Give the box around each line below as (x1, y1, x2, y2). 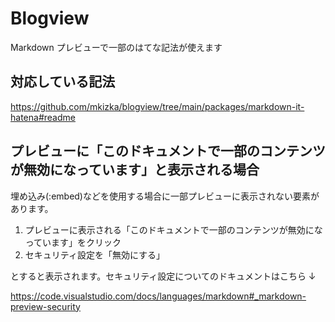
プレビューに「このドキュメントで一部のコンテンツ (10, 143, 326, 160)
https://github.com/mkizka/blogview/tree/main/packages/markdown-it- (10, 100, 305, 112)
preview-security (10, 300, 81, 312)
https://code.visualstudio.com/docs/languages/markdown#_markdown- (10, 290, 307, 302)
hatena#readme (10, 111, 76, 123)
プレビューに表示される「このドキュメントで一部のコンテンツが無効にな (24, 223, 323, 236)
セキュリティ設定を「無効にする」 (24, 248, 166, 261)
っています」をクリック (24, 236, 122, 248)
